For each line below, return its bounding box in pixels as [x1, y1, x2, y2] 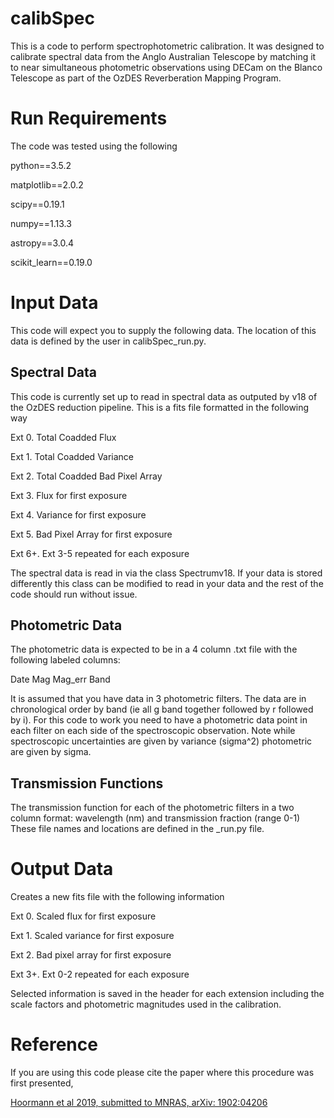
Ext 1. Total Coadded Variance [10, 450, 135, 462]
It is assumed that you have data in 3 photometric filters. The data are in [10, 693, 307, 705]
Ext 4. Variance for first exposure [10, 508, 147, 521]
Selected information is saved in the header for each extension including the [10, 988, 325, 1000]
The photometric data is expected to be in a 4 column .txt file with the [10, 643, 298, 656]
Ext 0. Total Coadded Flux [10, 431, 117, 443]
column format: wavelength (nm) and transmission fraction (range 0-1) [10, 812, 301, 824]
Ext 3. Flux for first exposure [10, 489, 128, 501]
